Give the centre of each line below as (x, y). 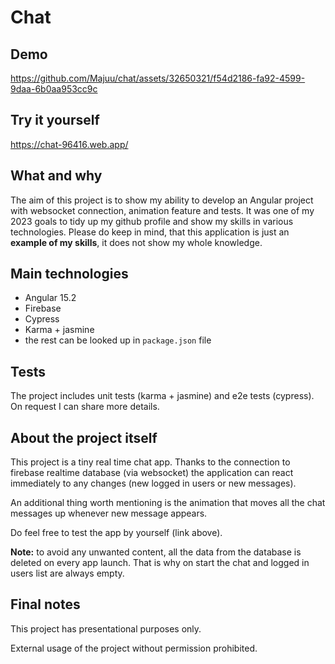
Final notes (45, 604)
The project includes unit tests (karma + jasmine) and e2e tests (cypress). (162, 396)
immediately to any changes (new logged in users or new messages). (153, 483)
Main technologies (69, 274)
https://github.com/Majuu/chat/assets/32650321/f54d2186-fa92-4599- (158, 78)
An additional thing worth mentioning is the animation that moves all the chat (168, 503)
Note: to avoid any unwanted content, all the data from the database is (156, 552)
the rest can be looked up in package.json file (118, 340)
